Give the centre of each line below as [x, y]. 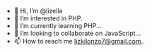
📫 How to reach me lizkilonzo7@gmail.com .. [79, 41]
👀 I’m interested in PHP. [48, 18]
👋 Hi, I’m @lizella [38, 11]
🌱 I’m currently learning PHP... [58, 26]
